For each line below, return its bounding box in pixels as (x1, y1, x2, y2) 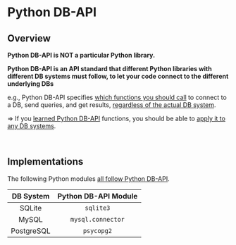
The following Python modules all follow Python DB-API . (7, 174, 170, 183)
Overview (7, 32, 51, 44)
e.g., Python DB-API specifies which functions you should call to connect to (7, 93, 227, 101)
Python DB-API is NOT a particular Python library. (7, 51, 156, 59)
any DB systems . (7, 122, 56, 130)
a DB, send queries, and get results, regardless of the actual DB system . (7, 101, 216, 109)
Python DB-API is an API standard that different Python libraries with (7, 65, 213, 73)
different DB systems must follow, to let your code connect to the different (7, 72, 229, 80)
